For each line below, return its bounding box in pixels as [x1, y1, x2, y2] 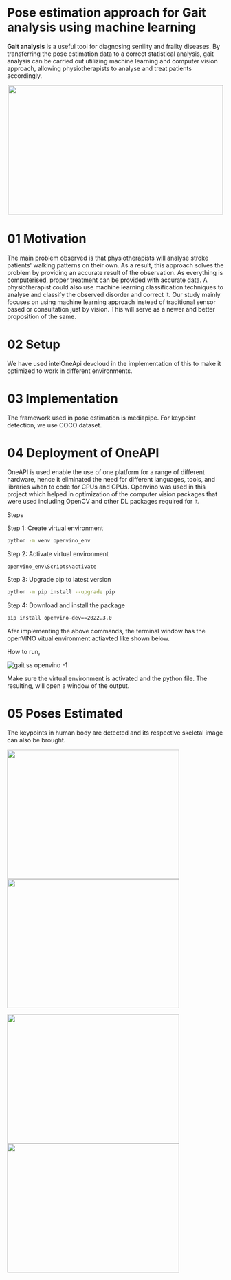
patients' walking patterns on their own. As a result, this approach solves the [7, 261, 224, 270]
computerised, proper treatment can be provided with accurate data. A [7, 276, 208, 284]
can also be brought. [7, 736, 66, 744]
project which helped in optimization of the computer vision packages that [7, 489, 218, 498]
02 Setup [7, 336, 60, 352]
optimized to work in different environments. [7, 367, 133, 375]
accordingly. [7, 71, 43, 80]
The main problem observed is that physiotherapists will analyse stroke [7, 254, 208, 262]
